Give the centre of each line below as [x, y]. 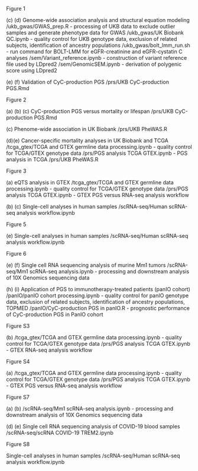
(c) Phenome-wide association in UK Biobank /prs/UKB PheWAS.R [87, 129]
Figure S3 [18, 326]
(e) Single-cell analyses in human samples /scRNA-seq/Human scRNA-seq [97, 236]
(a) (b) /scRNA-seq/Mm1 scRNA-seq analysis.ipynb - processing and [90, 408]
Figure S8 [18, 444]
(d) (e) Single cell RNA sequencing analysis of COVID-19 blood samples [93, 426]
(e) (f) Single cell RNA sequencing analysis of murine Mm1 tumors [86, 265]
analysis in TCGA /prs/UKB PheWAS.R [52, 159]
